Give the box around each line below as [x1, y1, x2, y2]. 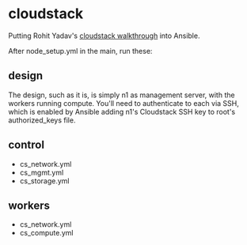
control [8, 138, 45, 152]
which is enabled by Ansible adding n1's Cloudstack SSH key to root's [8, 107, 236, 116]
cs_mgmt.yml [19, 168, 64, 177]
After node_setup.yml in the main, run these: [8, 46, 153, 55]
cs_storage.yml [19, 175, 70, 186]
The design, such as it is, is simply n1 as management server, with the [8, 90, 235, 100]
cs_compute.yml [19, 228, 74, 238]
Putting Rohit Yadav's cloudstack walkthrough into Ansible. [8, 31, 200, 40]
